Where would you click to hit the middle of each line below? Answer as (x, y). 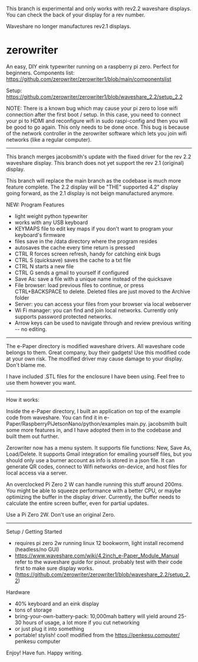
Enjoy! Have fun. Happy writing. (44, 653)
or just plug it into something (49, 628)
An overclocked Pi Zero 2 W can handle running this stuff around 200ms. (95, 484)
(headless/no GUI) (37, 549)
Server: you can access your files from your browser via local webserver (103, 304)
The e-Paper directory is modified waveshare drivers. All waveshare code (95, 346)
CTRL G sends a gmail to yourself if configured (72, 272)
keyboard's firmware (40, 235)
